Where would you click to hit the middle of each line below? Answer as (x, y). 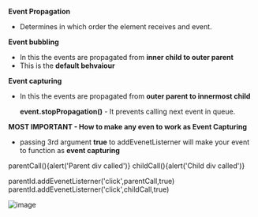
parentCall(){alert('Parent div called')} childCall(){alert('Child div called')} (127, 166)
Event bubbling (34, 42)
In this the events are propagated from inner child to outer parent (127, 57)
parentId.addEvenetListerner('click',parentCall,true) (92, 181)
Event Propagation (39, 11)
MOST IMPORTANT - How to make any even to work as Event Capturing (127, 127)
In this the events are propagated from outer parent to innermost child (135, 96)
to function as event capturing (70, 150)
